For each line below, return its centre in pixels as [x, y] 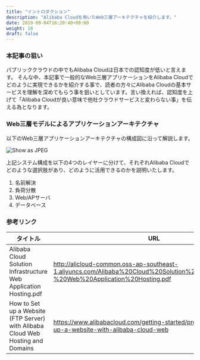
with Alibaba [26, 326]
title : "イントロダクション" [38, 12]
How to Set [25, 303]
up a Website [27, 311]
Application [25, 287]
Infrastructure [28, 272]
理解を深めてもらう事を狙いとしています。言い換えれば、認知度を [107, 92]
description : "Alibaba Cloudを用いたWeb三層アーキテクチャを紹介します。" [91, 17]
